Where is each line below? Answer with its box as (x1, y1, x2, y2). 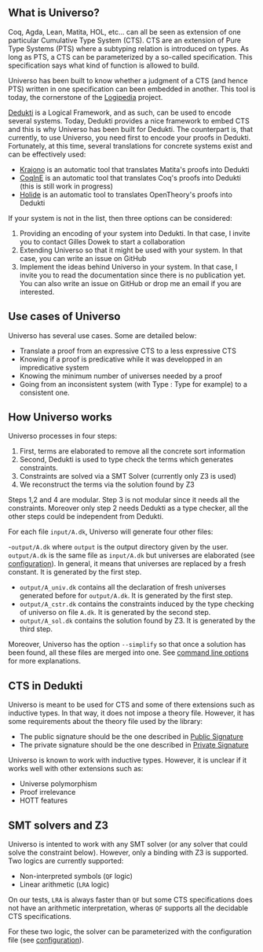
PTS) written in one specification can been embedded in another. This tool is (8, 84, 256, 94)
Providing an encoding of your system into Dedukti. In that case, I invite (19, 228, 250, 238)
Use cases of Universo (8, 310, 121, 323)
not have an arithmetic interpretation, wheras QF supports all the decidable (8, 903, 249, 913)
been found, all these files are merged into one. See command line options (8, 648, 249, 657)
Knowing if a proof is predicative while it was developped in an (19, 354, 222, 364)
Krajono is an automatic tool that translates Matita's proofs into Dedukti (19, 164, 250, 174)
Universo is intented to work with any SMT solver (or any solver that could (8, 840, 248, 849)
